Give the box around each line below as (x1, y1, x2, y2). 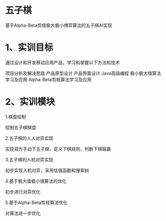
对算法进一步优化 (5, 210, 41, 216)
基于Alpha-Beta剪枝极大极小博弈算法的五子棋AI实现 (5, 22, 112, 28)
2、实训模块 (5, 96, 55, 107)
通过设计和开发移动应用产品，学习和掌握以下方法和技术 (5, 59, 120, 66)
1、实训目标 (5, 42, 54, 53)
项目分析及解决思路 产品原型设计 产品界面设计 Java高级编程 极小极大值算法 (5, 70, 161, 76)
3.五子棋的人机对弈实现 (5, 156, 54, 162)
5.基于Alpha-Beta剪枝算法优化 (5, 199, 68, 205)
